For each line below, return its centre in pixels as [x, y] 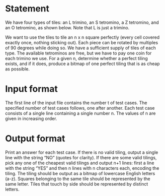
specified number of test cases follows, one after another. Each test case [80, 108]
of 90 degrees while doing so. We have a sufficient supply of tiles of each [81, 48]
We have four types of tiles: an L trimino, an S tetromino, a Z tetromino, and [82, 22]
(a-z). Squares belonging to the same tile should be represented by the [78, 179]
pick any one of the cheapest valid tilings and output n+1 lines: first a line [80, 163]
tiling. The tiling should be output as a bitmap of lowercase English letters [80, 173]
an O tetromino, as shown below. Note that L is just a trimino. [67, 27]
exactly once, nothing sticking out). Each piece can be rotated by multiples [82, 42]
